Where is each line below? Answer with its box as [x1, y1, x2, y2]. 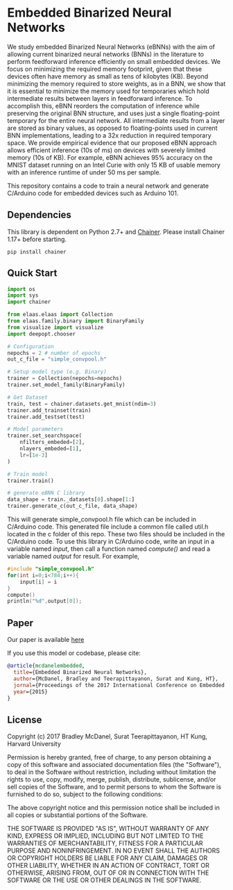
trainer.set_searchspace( [7, 432, 82, 439]
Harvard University [7, 740, 61, 748]
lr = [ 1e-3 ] [19, 452, 49, 459]
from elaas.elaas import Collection [7, 311, 113, 318]
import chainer [7, 299, 51, 306]
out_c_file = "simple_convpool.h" [7, 356, 107, 363]
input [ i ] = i [19, 578, 58, 585]
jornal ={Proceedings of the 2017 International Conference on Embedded [13, 682, 225, 689]
